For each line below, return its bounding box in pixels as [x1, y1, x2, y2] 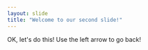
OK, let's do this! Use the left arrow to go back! [7, 35, 141, 43]
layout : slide [7, 10, 49, 17]
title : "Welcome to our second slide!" [7, 16, 123, 23]
